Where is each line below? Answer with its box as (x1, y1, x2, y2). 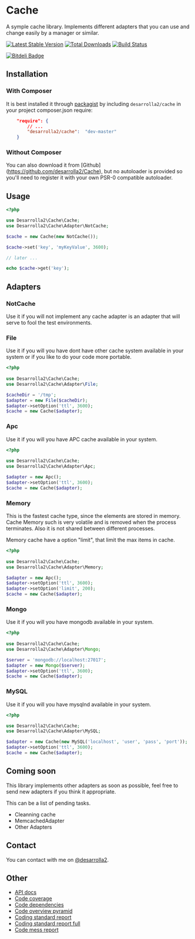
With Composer (6, 87, 52, 95)
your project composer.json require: (6, 107, 93, 114)
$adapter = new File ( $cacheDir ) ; (6, 397, 88, 404)
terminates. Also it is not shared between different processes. (6, 525, 155, 532)
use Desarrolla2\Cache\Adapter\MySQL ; (6, 728, 101, 734)
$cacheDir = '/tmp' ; (6, 392, 57, 398)
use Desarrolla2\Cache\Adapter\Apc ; (6, 464, 96, 469)
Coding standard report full (14, 920, 80, 927)
